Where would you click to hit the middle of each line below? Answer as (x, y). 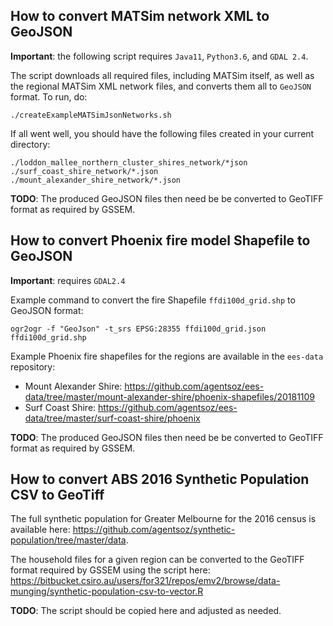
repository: (33, 366)
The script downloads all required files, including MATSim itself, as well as (162, 75)
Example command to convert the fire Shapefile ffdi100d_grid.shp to (153, 300)
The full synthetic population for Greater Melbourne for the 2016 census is (163, 519)
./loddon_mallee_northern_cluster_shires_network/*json (129, 162)
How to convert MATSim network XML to (140, 16)
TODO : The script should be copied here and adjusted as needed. (146, 611)
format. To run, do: (49, 96)
